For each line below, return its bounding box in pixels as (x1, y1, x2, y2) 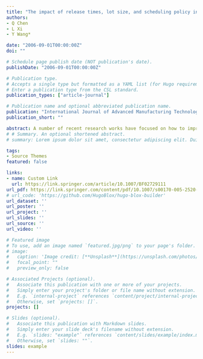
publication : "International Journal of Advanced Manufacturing (6, 109, 172, 115)
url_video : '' (6, 226, 42, 232)
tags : (6, 148, 20, 154)
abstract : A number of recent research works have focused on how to (6, 125, 185, 131)
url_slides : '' (6, 215, 45, 221)
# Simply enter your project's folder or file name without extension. (6, 287, 196, 294)
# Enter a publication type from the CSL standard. (6, 87, 139, 93)
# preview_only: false (6, 265, 69, 271)
